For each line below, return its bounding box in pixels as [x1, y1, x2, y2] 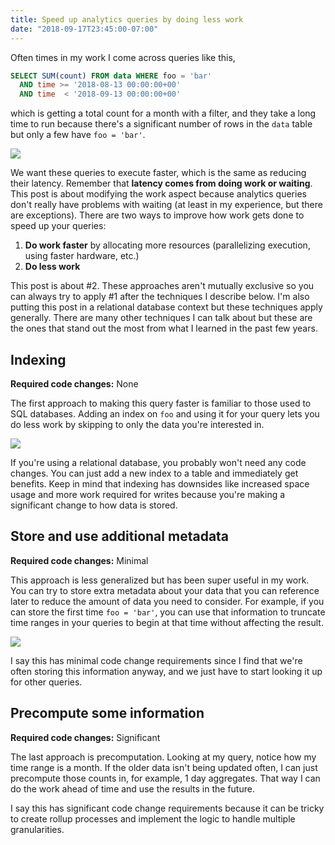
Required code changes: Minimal [10, 554, 149, 566]
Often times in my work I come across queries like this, [10, 51, 236, 63]
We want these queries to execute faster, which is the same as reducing [10, 167, 307, 179]
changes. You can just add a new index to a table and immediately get [10, 467, 299, 479]
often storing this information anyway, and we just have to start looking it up [10, 665, 323, 677]
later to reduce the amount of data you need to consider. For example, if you [10, 595, 325, 607]
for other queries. [10, 676, 83, 688]
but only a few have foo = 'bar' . [10, 129, 146, 141]
